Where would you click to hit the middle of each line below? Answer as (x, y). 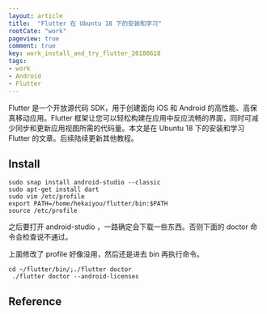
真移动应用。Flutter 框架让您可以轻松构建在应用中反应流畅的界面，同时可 (130, 117)
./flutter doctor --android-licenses (75, 277)
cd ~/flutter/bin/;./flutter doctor (70, 269)
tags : (17, 62)
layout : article (36, 16)
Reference (35, 301)
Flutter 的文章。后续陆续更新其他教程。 (74, 138)
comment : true (32, 46)
